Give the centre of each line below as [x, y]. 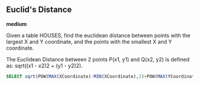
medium [17, 24]
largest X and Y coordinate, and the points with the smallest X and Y [89, 41]
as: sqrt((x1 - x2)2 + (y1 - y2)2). [44, 66]
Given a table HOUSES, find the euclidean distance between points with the [98, 35]
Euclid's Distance [39, 10]
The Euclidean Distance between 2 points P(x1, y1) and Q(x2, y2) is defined [98, 59]
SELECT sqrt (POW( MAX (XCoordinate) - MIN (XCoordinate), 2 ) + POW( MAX [86, 76]
